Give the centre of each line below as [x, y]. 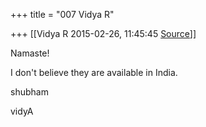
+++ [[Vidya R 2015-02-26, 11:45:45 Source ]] [103, 33]
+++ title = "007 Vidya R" [62, 14]
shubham [29, 92]
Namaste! [30, 53]
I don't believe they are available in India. [94, 72]
